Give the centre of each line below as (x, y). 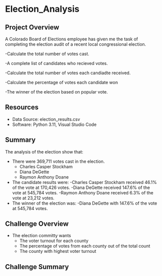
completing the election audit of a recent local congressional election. (76, 44)
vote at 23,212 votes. (33, 198)
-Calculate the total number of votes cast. (47, 54)
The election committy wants (41, 236)
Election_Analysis (42, 9)
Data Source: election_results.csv (46, 119)
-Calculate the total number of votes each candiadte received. (68, 73)
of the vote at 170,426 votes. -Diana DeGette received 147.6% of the (81, 187)
